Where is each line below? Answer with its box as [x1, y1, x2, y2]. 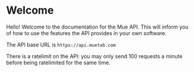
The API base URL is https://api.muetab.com [6, 41, 116, 48]
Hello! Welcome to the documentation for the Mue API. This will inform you [6, 23, 189, 30]
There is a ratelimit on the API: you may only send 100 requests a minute [6, 52, 183, 60]
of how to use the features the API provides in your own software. [6, 29, 167, 36]
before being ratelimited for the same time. [6, 59, 111, 66]
